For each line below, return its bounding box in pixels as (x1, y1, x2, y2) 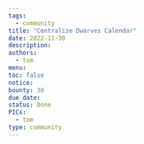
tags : (8, 11, 26, 20)
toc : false (8, 71, 45, 79)
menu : (8, 64, 26, 72)
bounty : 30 (8, 86, 45, 94)
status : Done (8, 101, 52, 109)
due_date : (8, 94, 41, 102)
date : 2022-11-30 (8, 34, 66, 42)
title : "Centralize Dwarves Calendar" (8, 26, 137, 34)
